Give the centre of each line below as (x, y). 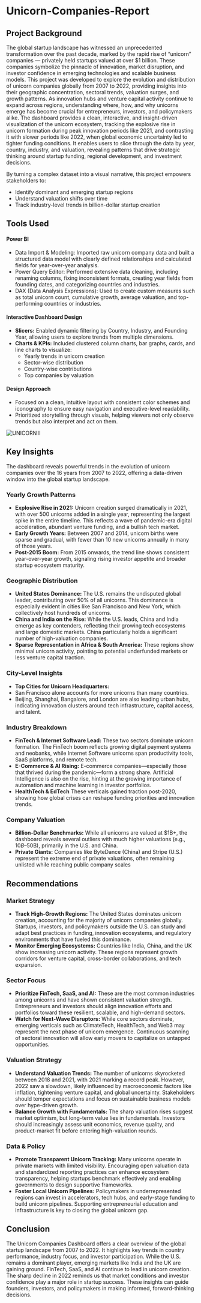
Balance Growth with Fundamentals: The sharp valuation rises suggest (104, 1111)
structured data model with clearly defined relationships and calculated (103, 259)
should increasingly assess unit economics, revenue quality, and (94, 1124)
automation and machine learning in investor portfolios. (83, 785)
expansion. (28, 964)
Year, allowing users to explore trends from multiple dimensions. (94, 337)
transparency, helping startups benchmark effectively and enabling (98, 1178)
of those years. (34, 546)
